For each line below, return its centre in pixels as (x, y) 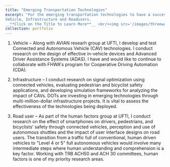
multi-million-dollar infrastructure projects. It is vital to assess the (80, 101)
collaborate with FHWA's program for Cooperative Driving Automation (85, 65)
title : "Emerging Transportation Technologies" (56, 10)
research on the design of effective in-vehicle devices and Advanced (84, 54)
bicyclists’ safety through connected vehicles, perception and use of (84, 127)
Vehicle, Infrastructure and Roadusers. (49, 19)
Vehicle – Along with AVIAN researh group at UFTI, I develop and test (84, 43)
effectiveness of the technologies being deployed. (65, 106)
